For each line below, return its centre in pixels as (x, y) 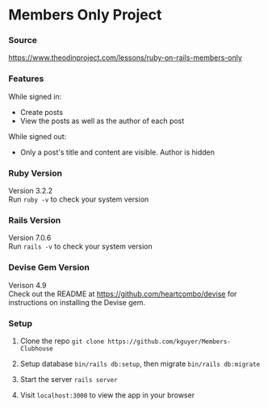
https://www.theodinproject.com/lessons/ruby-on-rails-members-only (125, 57)
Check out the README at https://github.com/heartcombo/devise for (123, 294)
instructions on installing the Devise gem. (77, 302)
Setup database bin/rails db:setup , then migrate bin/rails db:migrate (140, 363)
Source (23, 40)
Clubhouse (37, 348)
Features (26, 79)
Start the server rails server (69, 379)
